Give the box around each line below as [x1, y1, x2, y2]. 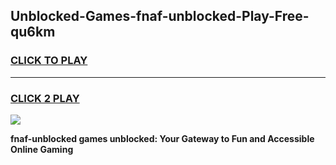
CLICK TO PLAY [10, 54, 88, 68]
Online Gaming [10, 143, 74, 155]
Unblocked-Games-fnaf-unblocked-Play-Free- [10, 8, 310, 25]
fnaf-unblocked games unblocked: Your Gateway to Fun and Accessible [10, 132, 315, 144]
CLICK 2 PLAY [10, 91, 80, 105]
